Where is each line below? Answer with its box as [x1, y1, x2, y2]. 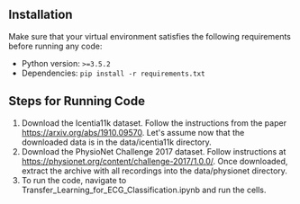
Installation [8, 7, 73, 22]
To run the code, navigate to [21, 174, 127, 185]
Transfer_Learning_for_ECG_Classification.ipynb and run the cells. [21, 184, 267, 195]
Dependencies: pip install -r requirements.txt [21, 67, 205, 78]
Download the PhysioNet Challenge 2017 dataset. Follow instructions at [21, 146, 286, 156]
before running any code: [8, 40, 103, 51]
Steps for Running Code [8, 93, 146, 109]
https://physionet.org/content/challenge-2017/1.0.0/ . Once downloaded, [21, 155, 288, 166]
